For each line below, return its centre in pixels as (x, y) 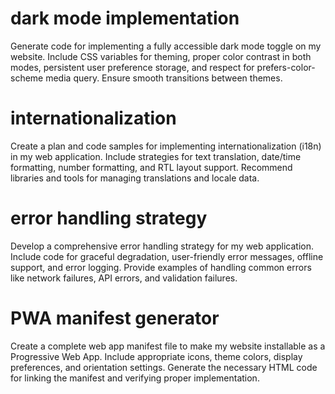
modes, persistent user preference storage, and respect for (132, 67)
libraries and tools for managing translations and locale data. (135, 178)
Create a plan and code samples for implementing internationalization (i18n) (166, 146)
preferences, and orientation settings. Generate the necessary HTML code (164, 367)
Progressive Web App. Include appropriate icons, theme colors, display (156, 356)
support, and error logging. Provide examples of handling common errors (161, 267)
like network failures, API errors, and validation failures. (124, 278)
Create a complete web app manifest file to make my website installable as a (168, 346)
